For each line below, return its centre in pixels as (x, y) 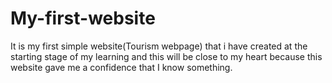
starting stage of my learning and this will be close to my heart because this (166, 56)
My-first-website (83, 18)
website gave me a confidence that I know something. (121, 67)
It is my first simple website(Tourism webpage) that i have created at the (159, 46)
